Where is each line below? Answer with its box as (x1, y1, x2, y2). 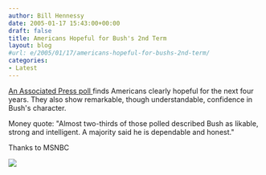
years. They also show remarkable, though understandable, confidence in (8, 94, 253, 104)
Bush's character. (8, 103, 67, 112)
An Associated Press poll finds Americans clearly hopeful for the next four (8, 86, 254, 96)
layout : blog (8, 42, 52, 50)
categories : (8, 57, 48, 65)
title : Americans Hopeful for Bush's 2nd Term (8, 34, 167, 43)
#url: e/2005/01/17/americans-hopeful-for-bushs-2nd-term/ (8, 49, 211, 57)
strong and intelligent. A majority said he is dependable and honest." (8, 127, 235, 136)
